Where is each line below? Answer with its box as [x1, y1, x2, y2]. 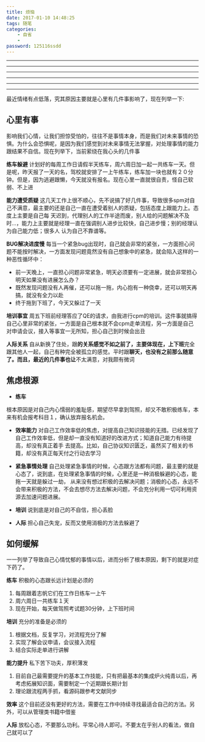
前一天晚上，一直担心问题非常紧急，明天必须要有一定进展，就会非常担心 [15, 268, 197, 275]
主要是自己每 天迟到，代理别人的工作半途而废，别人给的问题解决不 [16, 212, 184, 219]
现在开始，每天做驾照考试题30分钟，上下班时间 [15, 605, 135, 612]
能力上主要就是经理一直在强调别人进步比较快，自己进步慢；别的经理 [21, 219, 193, 227]
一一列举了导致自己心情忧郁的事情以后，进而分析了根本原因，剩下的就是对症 [6, 556, 199, 563]
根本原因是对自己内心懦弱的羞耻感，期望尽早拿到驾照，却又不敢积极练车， [6, 405, 193, 413]
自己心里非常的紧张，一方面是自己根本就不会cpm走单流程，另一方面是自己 [6, 320, 194, 327]
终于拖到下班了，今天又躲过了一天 [15, 299, 101, 306]
